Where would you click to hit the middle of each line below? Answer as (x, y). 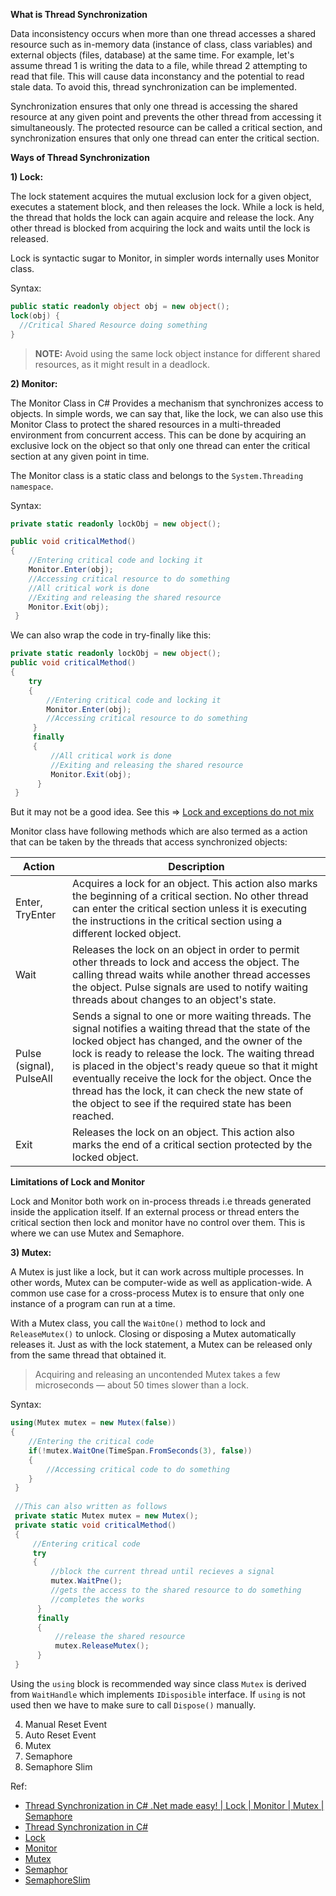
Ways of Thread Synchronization (80, 157)
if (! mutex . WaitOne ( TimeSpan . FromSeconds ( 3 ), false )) (140, 1450)
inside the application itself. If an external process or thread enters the (155, 1212)
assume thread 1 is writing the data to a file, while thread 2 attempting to (159, 65)
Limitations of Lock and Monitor (78, 1182)
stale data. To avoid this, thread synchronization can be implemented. (153, 87)
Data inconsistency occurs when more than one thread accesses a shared (163, 33)
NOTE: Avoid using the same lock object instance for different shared (177, 353)
